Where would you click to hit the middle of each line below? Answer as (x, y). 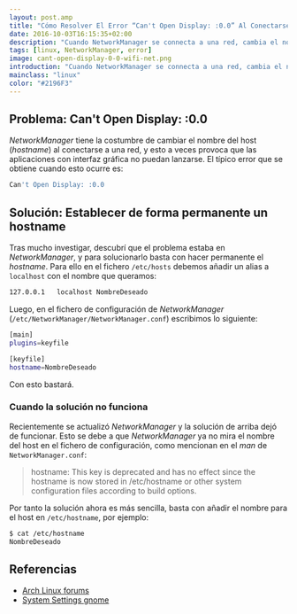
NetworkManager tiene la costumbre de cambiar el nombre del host (133, 140)
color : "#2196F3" (41, 83)
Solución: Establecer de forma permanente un (138, 212)
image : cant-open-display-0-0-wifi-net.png (91, 58)
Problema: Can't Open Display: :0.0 (108, 119)
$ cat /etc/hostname (47, 533)
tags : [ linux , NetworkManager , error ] (80, 51)
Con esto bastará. (42, 384)
